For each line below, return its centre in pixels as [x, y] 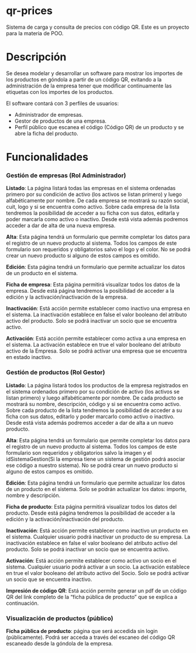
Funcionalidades [47, 157]
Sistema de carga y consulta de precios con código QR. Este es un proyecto [98, 27]
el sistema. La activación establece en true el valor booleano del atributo [94, 345]
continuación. [23, 603]
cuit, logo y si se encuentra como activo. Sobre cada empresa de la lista [93, 207]
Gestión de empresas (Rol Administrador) [66, 175]
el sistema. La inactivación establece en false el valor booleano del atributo [97, 314]
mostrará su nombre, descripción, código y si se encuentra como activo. [94, 404]
